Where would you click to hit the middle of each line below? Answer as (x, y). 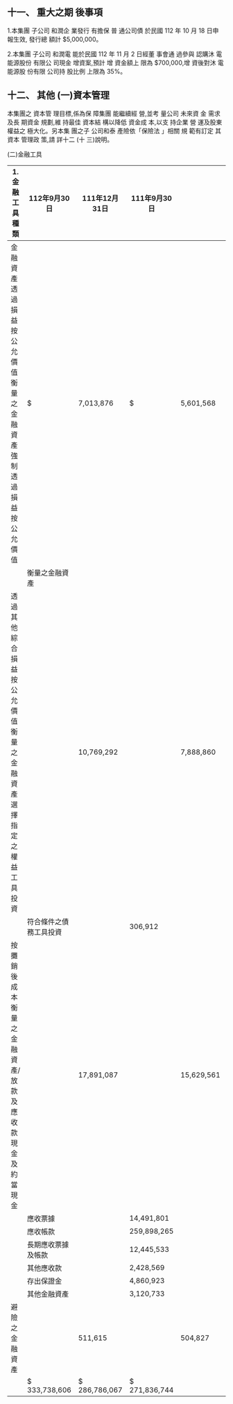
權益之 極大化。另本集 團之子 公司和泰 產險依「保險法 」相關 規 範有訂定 (110, 131)
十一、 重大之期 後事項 (55, 12)
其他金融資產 (48, 1294)
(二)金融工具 (25, 154)
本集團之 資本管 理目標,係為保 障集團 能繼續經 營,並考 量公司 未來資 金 (107, 113)
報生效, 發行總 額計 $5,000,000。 (55, 39)
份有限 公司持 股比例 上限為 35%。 (77, 71)
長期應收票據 (48, 1244)
